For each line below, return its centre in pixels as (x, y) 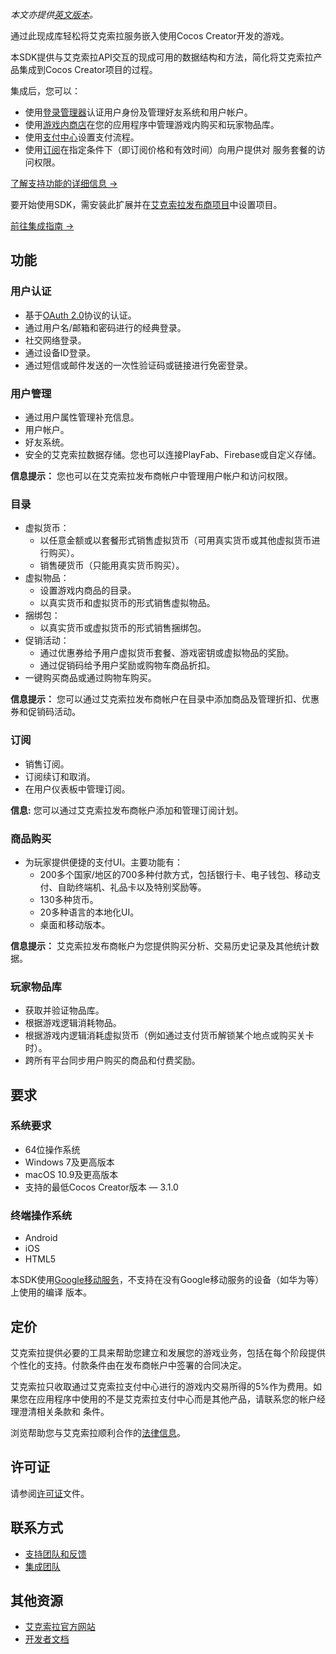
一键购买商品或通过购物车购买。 (90, 678)
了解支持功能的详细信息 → (64, 183)
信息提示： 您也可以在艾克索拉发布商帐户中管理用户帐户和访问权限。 (151, 475)
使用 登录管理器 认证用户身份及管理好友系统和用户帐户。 (138, 112)
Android (41, 1238)
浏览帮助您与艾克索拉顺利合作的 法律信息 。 (98, 1432)
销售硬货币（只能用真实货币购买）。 (112, 565)
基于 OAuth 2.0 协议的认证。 (80, 315)
